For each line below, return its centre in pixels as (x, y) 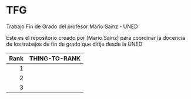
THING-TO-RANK (55, 58)
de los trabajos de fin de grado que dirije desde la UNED (74, 44)
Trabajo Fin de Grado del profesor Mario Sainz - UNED (72, 26)
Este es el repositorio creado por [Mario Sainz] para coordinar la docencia (96, 37)
